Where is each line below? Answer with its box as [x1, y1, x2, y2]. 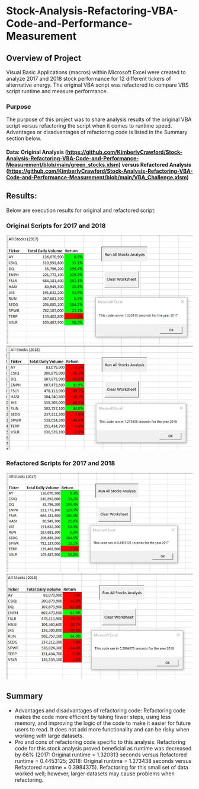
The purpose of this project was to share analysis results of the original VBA [6, 116, 192, 123]
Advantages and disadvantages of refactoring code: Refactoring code [14, 706, 186, 714]
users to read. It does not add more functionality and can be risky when [14, 725, 190, 733]
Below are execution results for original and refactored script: [6, 207, 156, 214]
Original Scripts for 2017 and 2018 [6, 221, 106, 230]
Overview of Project [6, 53, 82, 63]
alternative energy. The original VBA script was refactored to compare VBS [6, 81, 189, 88]
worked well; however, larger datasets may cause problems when [14, 770, 175, 777]
